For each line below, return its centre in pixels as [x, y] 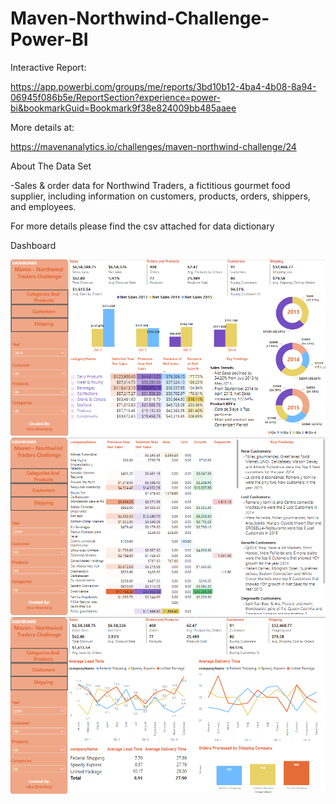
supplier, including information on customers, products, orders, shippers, [160, 196]
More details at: [42, 127]
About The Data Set [51, 166]
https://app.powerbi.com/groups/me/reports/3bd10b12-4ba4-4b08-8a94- [163, 86]
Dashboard [33, 245]
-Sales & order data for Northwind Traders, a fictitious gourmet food [150, 185]
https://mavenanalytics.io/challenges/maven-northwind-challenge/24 [153, 146]
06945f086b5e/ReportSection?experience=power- [116, 97]
